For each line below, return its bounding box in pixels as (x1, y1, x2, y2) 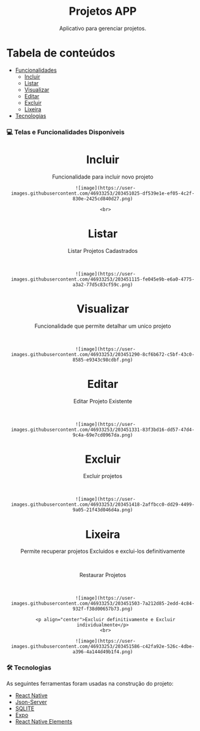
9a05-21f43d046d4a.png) (72, 507, 133, 513)
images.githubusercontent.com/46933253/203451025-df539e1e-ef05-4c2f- (11, 190, 194, 196)
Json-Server (15, 698, 47, 705)
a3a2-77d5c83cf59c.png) (72, 281, 133, 288)
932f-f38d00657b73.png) (72, 606, 133, 612)
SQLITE (15, 705, 35, 712)
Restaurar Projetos (79, 571, 127, 579)
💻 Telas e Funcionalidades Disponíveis (6, 128, 125, 136)
